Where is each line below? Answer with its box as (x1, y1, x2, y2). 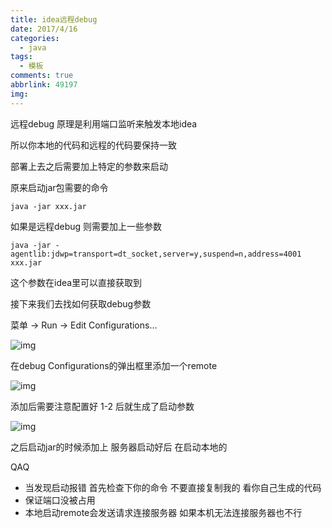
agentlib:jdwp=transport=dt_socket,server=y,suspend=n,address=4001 (10, 249, 302, 259)
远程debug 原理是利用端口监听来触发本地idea (10, 117, 198, 130)
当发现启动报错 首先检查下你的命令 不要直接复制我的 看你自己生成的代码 (24, 481, 322, 493)
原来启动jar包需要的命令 (10, 181, 109, 193)
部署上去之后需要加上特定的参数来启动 (10, 160, 168, 172)
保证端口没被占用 (24, 494, 96, 506)
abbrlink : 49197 (10, 80, 78, 90)
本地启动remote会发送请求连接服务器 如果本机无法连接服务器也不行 (24, 506, 303, 518)
